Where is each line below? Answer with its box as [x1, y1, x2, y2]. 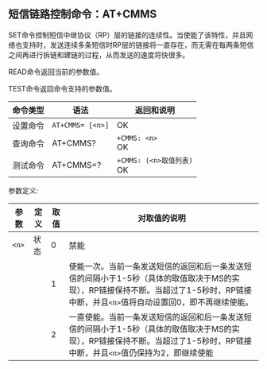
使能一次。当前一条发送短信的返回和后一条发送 [68, 261, 244, 272]
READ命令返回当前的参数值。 [8, 67, 104, 76]
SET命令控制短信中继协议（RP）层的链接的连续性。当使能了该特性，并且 [8, 30, 246, 40]
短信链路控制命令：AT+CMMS [8, 7, 157, 21]
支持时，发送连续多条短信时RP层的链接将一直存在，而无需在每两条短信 [21, 40, 254, 49]
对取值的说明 [137, 212, 186, 223]
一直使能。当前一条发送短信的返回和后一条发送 [68, 311, 244, 322]
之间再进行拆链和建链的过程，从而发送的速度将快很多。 [8, 50, 189, 60]
